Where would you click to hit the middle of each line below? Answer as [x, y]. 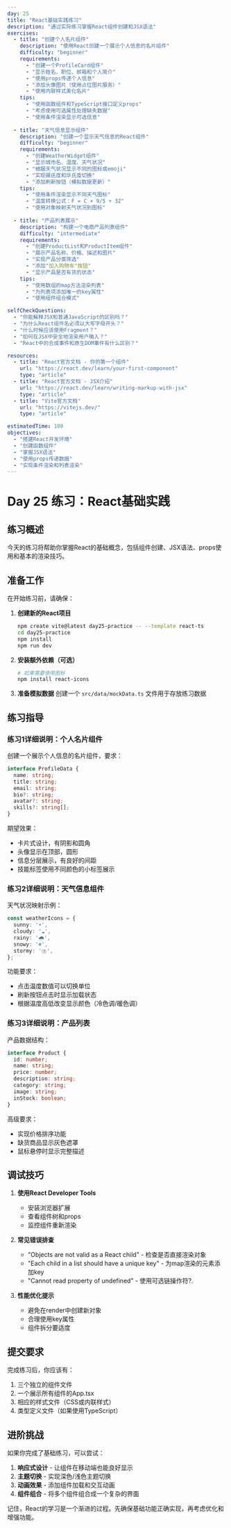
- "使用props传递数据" [43, 459]
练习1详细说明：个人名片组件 [55, 739]
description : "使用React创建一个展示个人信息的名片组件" [95, 46]
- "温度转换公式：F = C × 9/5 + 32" [75, 201]
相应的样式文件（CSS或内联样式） [66, 1402]
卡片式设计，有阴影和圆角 [54, 843]
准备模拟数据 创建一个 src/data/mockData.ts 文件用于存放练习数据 [112, 693]
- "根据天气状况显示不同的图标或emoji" [76, 169]
